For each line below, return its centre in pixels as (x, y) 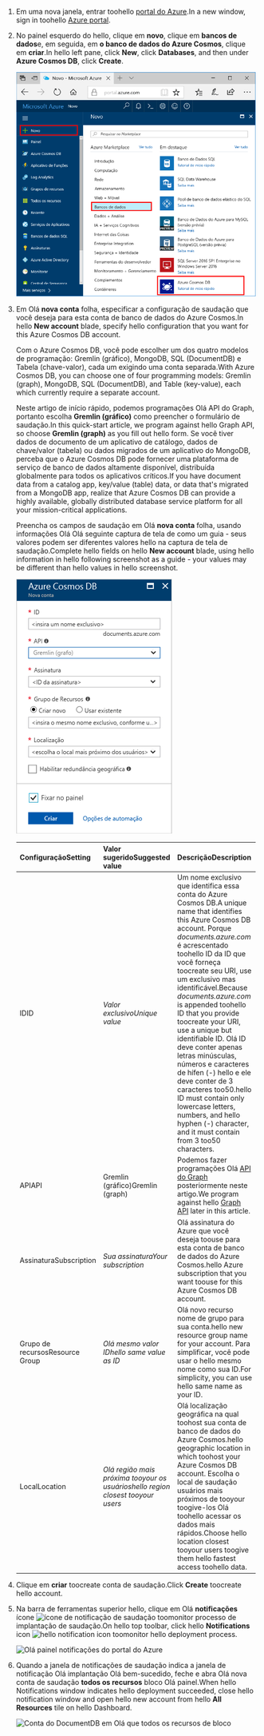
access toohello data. (212, 1567)
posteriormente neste (212, 1186)
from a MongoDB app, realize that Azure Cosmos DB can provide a (126, 493)
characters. (196, 1149)
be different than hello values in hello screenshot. (97, 568)
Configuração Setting (55, 857)
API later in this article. (214, 1211)
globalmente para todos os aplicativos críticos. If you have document (128, 476)
